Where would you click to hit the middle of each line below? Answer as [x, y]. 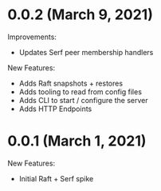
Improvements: [32, 37]
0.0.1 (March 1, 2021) [77, 141]
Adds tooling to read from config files [80, 92]
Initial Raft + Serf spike [56, 178]
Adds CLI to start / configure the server [83, 100]
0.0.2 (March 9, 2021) [80, 15]
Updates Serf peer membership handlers [86, 52]
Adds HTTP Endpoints [55, 109]
